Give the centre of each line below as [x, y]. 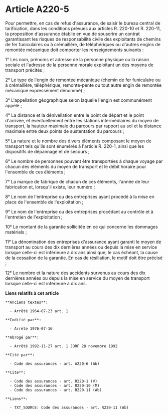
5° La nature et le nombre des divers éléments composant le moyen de [78, 141]
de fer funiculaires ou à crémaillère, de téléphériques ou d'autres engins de [83, 44]
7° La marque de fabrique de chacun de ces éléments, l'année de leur [77, 181]
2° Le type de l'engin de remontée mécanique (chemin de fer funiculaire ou [83, 80]
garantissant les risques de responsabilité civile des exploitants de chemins [83, 39]
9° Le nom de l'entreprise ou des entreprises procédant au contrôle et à [79, 212]
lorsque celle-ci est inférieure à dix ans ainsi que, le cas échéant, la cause [81, 252]
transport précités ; [25, 70]
